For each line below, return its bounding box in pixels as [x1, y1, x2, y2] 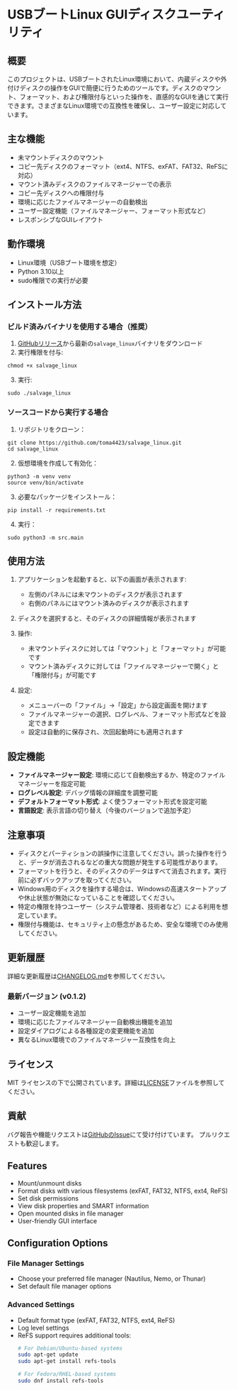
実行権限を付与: [17, 348, 64, 357]
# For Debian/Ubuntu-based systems [17, 1345, 123, 1352]
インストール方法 [7, 299, 82, 311]
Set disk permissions [17, 1193, 79, 1203]
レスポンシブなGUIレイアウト [17, 215, 104, 224]
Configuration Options [7, 1237, 108, 1249]
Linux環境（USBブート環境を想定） [17, 258, 121, 267]
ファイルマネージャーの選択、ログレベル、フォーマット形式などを [28, 710, 221, 719]
